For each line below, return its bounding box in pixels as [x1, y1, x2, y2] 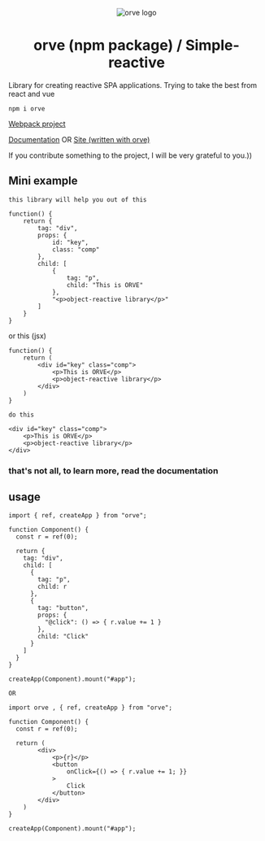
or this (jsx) [8, 330, 47, 341]
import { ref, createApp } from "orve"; [8, 512, 148, 520]
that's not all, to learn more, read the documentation [8, 464, 219, 476]
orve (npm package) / [33, 37, 183, 54]
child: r [37, 582, 67, 591]
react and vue [8, 89, 55, 98]
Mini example [8, 174, 79, 188]
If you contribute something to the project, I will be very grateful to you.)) [8, 150, 253, 160]
